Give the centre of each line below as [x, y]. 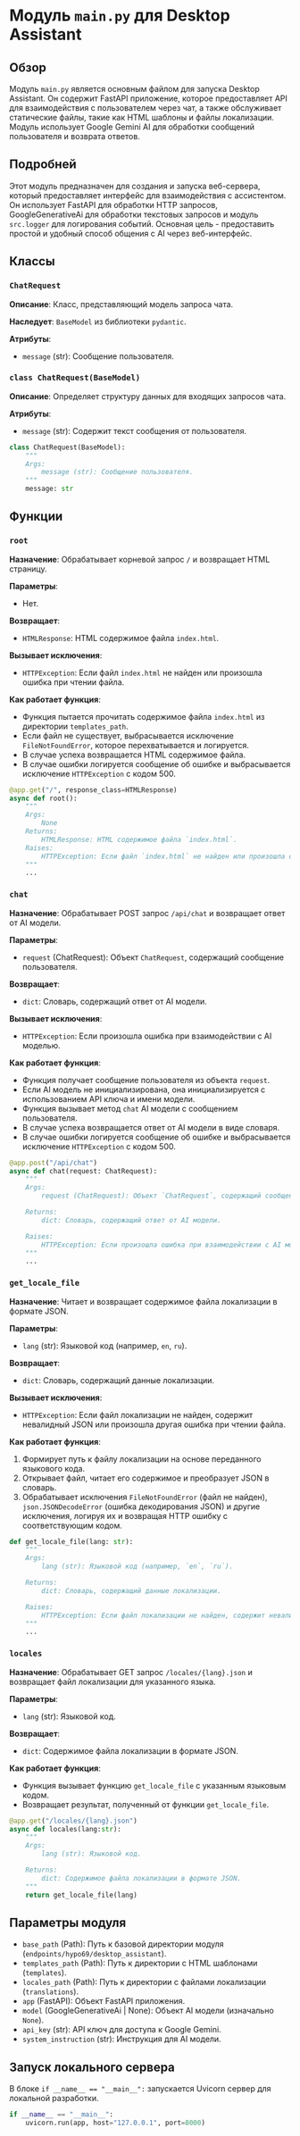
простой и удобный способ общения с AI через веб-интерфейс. [131, 233]
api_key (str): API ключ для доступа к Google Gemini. [121, 2030]
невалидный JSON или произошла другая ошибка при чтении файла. [154, 1424]
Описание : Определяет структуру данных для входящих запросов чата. [148, 396]
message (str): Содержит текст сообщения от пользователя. [134, 430]
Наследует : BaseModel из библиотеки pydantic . [98, 321]
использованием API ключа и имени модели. [108, 1098]
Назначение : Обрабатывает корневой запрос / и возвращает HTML [140, 559]
